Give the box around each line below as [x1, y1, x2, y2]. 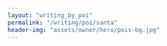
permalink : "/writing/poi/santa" [7, 19, 118, 27]
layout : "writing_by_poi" [7, 11, 93, 19]
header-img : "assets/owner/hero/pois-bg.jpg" [7, 26, 160, 34]
